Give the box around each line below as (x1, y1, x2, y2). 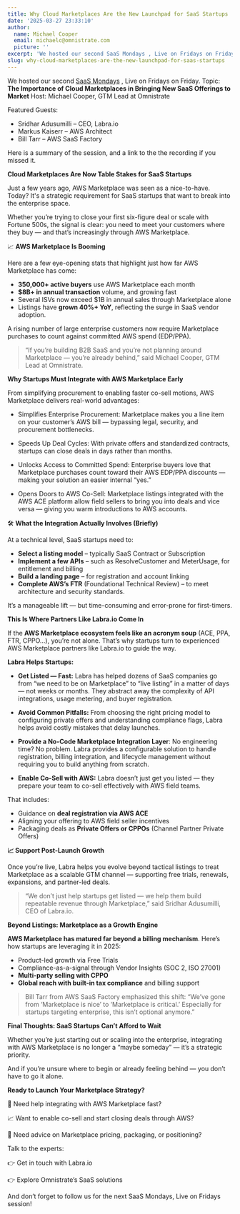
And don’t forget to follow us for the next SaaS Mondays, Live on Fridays (7, 1192, 221, 1200)
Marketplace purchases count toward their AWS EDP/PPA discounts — (17, 468, 226, 476)
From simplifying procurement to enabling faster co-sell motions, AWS (7, 388, 214, 397)
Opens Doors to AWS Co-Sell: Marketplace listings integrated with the (17, 489, 224, 498)
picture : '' (14, 44, 50, 51)
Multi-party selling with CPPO (17, 970, 109, 979)
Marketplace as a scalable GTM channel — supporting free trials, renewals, (7, 870, 229, 878)
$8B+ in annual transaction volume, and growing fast (17, 287, 177, 296)
